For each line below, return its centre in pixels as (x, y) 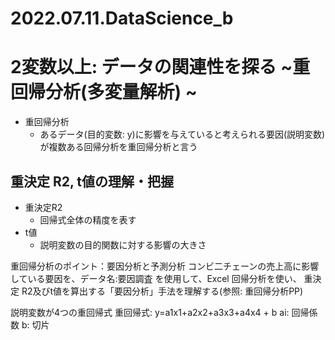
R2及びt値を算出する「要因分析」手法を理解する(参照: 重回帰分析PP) (162, 291)
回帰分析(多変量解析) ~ (104, 92)
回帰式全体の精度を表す (88, 219)
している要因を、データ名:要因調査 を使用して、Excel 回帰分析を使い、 (156, 278)
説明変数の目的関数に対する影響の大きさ (123, 244)
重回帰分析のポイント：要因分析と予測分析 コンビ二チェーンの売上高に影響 (165, 266)
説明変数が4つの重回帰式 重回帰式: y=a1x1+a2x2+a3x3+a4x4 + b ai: (150, 312)
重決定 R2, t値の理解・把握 (92, 181)
